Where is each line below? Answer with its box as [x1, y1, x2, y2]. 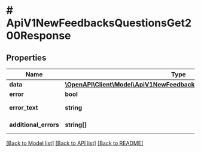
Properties [6, 52, 47, 63]
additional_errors [9, 120, 59, 129]
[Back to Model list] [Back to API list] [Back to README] [6, 139, 144, 147]
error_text [9, 104, 38, 111]
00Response [6, 29, 71, 42]
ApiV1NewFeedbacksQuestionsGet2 [6, 16, 192, 30]
